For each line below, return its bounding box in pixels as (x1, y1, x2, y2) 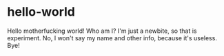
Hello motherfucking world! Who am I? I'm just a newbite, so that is (7, 27, 197, 35)
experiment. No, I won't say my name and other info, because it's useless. (7, 33, 217, 42)
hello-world (7, 4, 76, 20)
